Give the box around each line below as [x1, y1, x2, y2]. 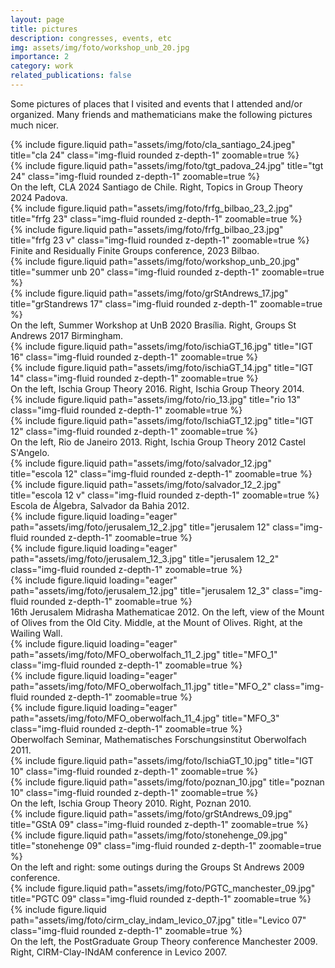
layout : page [10, 14, 65, 25]
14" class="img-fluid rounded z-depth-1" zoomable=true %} [10, 372, 259, 384]
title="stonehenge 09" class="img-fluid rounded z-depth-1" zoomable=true [10, 839, 322, 851]
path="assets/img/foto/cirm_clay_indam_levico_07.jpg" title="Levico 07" [10, 914, 307, 926]
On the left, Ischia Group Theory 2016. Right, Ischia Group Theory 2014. [10, 382, 305, 395]
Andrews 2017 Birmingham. [10, 329, 124, 341]
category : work [10, 61, 74, 71]
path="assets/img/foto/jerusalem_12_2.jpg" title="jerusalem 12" [10, 521, 271, 533]
